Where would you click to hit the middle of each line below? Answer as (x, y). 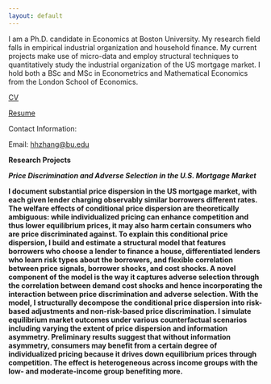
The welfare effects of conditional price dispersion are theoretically (124, 208)
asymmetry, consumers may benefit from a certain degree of (113, 345)
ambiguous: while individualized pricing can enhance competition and (129, 217)
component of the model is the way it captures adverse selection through (134, 277)
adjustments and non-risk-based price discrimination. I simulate (141, 311)
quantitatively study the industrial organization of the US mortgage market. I (134, 65)
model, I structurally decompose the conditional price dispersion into (127, 303)
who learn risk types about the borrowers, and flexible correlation (121, 260)
